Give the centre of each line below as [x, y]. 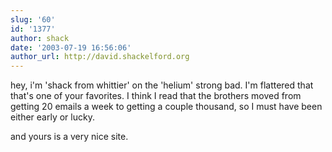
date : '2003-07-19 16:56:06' [71, 47]
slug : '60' [33, 19]
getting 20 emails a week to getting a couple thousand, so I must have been [166, 107]
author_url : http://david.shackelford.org [100, 57]
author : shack [40, 38]
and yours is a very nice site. [69, 137]
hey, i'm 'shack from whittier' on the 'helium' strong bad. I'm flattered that [162, 85]
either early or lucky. [52, 117]
